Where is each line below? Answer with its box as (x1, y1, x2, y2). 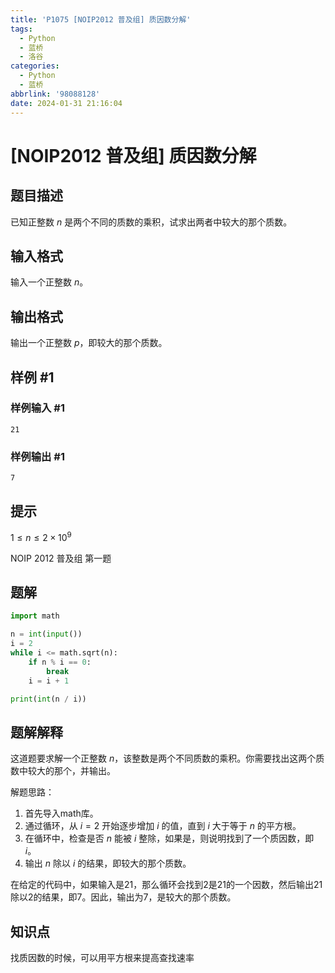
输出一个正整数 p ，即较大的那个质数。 (10, 337, 168, 349)
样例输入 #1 (10, 401, 65, 415)
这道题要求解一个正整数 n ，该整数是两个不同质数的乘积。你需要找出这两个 (10, 752, 317, 765)
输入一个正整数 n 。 (10, 276, 89, 288)
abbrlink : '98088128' (10, 89, 101, 99)
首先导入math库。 (24, 807, 99, 820)
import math (10, 611, 60, 621)
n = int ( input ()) (10, 629, 83, 640)
